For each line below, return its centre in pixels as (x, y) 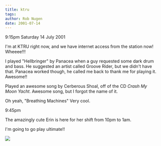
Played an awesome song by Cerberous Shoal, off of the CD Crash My (76, 86)
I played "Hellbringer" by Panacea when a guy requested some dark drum (80, 61)
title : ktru (17, 10)
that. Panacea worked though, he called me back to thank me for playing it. (81, 72)
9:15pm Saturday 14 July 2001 (35, 37)
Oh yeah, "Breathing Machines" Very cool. (48, 101)
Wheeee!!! (15, 52)
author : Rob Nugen (24, 19)
